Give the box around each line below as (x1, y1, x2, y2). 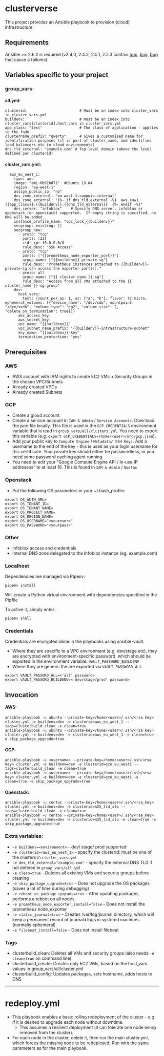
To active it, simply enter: (5, 607, 56, 612)
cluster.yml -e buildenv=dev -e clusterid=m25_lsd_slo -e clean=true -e (5, 817, 156, 822)
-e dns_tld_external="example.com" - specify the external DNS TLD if (12, 859, 153, 865)
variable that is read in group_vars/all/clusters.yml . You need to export (12, 428, 158, 434)
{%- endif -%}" (112, 202, 143, 207)
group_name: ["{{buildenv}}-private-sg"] (22, 257, 108, 263)
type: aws (14, 176, 34, 181)
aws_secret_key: (18, 317, 51, 322)
